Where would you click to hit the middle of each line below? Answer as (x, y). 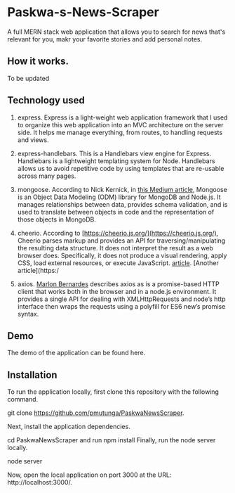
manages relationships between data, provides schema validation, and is (122, 204)
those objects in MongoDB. (57, 219)
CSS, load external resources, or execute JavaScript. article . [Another (118, 263)
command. (23, 399)
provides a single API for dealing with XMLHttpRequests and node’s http (121, 299)
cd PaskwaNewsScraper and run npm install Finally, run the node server (112, 440)
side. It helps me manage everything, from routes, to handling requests (120, 132)
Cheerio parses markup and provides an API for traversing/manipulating (121, 241)
